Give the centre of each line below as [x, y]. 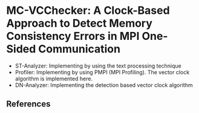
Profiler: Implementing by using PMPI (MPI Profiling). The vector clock [102, 72]
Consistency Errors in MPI [73, 36]
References [28, 104]
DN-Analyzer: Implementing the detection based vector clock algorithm [104, 85]
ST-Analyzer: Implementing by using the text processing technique [98, 66]
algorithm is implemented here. [54, 79]
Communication [80, 49]
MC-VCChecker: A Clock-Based [88, 11]
